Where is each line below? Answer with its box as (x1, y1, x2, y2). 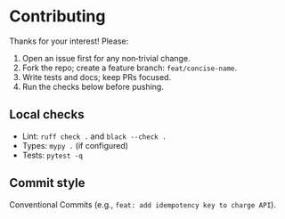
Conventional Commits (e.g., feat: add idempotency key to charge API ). (9, 199, 276, 210)
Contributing (9, 6, 106, 27)
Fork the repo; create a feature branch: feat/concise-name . (21, 62, 238, 73)
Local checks (9, 107, 85, 122)
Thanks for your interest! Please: (9, 36, 129, 46)
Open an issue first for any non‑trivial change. (21, 53, 191, 63)
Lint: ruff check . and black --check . (21, 131, 167, 142)
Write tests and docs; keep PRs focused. (21, 71, 172, 82)
